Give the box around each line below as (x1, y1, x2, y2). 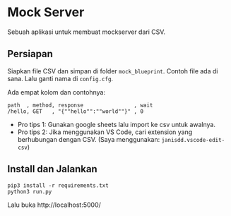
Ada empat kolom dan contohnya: (7, 88, 106, 96)
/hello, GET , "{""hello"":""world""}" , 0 (7, 107, 143, 115)
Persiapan (7, 48, 53, 60)
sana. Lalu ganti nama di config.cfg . (7, 74, 114, 83)
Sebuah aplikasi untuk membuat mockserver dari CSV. (7, 28, 166, 36)
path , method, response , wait (7, 102, 153, 109)
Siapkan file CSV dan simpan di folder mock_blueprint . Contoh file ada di (7, 66, 218, 75)
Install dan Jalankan (7, 163, 97, 175)
